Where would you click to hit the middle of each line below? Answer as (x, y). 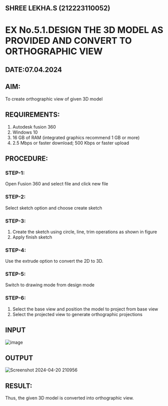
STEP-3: (16, 221)
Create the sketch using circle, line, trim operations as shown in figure (85, 232)
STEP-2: (16, 197)
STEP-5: (16, 274)
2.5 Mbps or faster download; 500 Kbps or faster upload (71, 143)
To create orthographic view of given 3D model (54, 99)
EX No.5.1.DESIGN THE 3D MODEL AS (84, 30)
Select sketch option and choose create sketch (54, 208)
